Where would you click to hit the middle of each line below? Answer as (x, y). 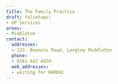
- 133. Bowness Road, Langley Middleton (62, 50)
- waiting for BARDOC (38, 72)
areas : (14, 28)
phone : (19, 56)
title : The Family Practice (41, 12)
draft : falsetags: (29, 17)
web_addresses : (30, 67)
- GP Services (24, 22)
